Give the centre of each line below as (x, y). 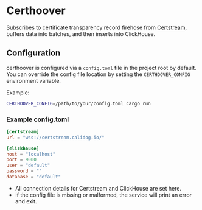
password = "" (24, 171)
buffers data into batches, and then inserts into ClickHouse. (81, 33)
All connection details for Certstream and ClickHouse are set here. (98, 188)
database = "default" (34, 177)
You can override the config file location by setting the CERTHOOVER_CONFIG (98, 74)
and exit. (26, 201)
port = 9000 (21, 160)
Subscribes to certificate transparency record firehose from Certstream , (97, 27)
